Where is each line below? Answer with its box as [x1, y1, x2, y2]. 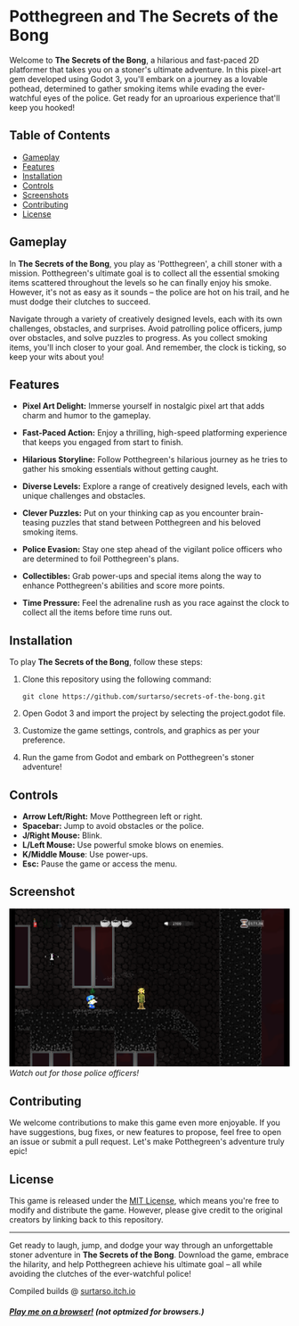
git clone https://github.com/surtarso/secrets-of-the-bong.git [21, 692, 266, 701]
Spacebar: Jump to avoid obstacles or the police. [21, 821, 205, 831]
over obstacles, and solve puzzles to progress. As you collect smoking [9, 332, 268, 343]
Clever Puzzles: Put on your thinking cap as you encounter [21, 508, 240, 518]
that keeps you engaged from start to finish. [21, 437, 184, 448]
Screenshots [21, 189, 69, 200]
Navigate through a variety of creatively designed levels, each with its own [9, 313, 283, 324]
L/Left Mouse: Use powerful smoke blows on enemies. [21, 840, 224, 849]
